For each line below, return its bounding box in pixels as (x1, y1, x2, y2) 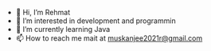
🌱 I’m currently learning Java (15, 25, 111, 33)
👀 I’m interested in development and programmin (15, 16, 177, 25)
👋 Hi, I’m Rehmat (15, 8, 70, 17)
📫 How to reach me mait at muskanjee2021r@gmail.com (15, 33, 203, 43)
